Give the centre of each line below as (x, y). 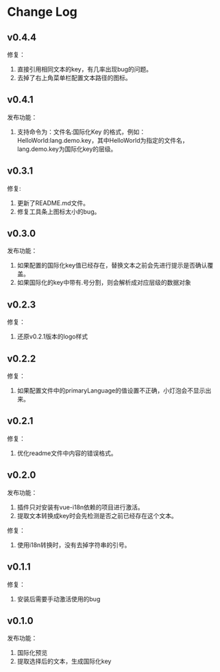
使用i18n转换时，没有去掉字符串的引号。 (74, 545)
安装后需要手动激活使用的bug (59, 599)
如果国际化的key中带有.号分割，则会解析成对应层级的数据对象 (104, 283)
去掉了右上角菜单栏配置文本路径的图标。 (74, 78)
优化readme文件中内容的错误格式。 (67, 453)
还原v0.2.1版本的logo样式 (52, 336)
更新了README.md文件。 (53, 202)
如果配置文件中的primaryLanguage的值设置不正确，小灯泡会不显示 (111, 391)
